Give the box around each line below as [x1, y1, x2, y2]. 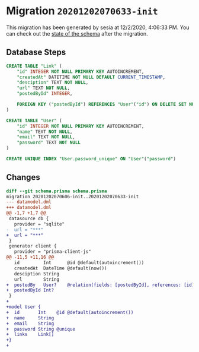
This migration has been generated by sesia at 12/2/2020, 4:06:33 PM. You [6, 24, 190, 31]
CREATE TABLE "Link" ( [6, 63, 62, 69]
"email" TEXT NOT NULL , [17, 134, 76, 140]
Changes [6, 172, 40, 182]
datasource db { [8, 215, 49, 222]
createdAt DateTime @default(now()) [14, 265, 108, 271]
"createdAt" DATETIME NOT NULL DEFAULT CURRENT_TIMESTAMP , [17, 74, 166, 80]
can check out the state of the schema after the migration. [6, 30, 148, 37]
